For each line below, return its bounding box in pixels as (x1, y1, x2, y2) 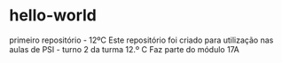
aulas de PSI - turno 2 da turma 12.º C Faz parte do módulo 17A (9, 43, 239, 54)
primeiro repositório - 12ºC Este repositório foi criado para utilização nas (9, 35, 274, 45)
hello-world (9, 5, 98, 26)
